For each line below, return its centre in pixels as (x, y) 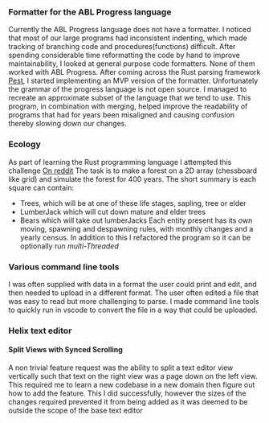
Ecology (25, 145)
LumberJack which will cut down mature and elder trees (113, 211)
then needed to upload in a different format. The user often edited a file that (134, 293)
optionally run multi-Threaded (69, 246)
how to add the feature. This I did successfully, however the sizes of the (127, 393)
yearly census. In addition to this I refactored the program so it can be (135, 237)
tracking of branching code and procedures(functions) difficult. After (122, 47)
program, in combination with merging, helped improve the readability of (128, 106)
